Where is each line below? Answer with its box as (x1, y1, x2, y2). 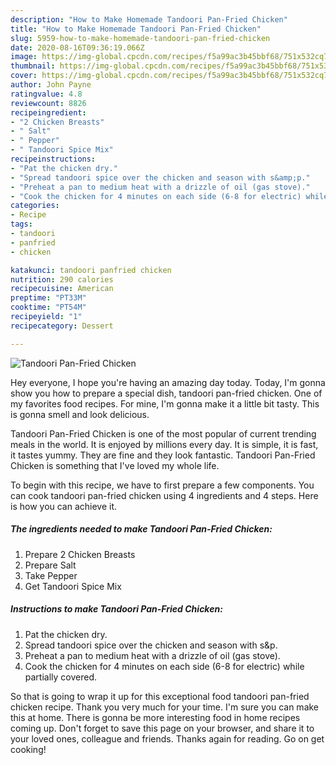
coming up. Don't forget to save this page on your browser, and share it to (10, 722, 315, 734)
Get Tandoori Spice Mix (24, 580, 122, 592)
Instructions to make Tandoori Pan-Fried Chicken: (10, 603, 223, 615)
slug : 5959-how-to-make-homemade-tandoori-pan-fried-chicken (10, 33, 271, 43)
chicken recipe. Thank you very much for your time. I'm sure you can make (10, 701, 320, 713)
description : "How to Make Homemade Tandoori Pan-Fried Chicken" (10, 14, 288, 25)
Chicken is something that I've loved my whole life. (10, 459, 220, 471)
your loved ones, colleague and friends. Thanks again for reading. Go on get (10, 732, 325, 745)
